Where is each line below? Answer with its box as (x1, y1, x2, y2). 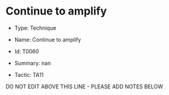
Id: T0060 (14, 47, 39, 55)
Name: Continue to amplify (14, 36, 81, 43)
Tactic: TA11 (14, 71, 44, 78)
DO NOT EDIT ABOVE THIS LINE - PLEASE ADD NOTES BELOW (5, 83, 164, 90)
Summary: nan (14, 59, 51, 67)
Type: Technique (14, 24, 57, 31)
